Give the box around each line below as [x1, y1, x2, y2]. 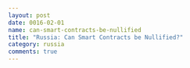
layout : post [8, 11, 51, 20]
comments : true [8, 48, 58, 55]
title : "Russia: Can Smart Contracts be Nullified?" [8, 33, 184, 41]
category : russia [8, 41, 65, 48]
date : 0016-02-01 [8, 19, 65, 27]
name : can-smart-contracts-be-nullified [8, 26, 142, 34]
